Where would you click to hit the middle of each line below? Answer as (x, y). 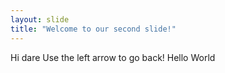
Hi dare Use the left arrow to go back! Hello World (113, 57)
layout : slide (40, 19)
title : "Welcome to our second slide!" (93, 29)
